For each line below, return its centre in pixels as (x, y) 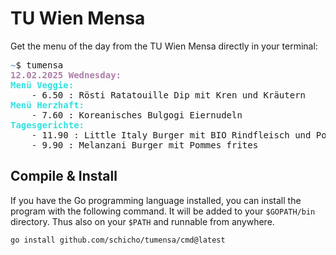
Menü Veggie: (42, 85)
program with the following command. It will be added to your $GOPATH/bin (163, 211)
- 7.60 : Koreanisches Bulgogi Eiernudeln (137, 115)
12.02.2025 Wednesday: (66, 75)
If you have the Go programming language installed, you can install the (156, 200)
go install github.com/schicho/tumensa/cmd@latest (118, 240)
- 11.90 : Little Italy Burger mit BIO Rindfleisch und (171, 135)
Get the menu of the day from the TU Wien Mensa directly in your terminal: (164, 46)
